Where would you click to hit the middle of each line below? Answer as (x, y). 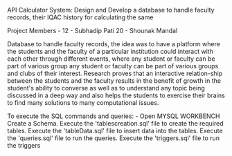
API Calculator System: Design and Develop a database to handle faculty (111, 10)
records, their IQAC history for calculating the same (80, 17)
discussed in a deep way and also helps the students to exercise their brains (116, 95)
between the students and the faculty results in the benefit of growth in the (114, 81)
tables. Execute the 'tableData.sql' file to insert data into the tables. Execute (115, 131)
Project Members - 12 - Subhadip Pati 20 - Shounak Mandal (92, 31)
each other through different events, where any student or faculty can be (111, 59)
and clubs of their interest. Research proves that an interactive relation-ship (115, 73)
